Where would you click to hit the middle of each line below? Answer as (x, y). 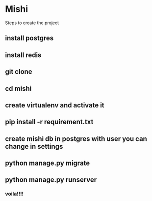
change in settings (34, 146)
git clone (19, 72)
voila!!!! (14, 194)
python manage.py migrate (48, 163)
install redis (23, 55)
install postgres (29, 38)
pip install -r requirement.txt (49, 122)
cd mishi (18, 88)
